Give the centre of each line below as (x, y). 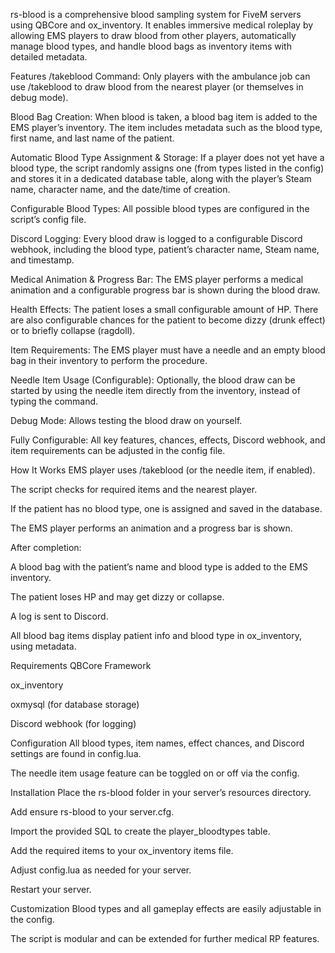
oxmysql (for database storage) (75, 704)
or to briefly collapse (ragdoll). (73, 330)
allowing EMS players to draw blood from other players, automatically (153, 35)
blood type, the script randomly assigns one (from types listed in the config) (167, 168)
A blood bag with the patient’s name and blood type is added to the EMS (159, 567)
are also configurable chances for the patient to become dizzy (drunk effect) (168, 320)
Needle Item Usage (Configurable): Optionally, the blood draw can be (153, 380)
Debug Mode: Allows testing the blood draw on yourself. (126, 420)
